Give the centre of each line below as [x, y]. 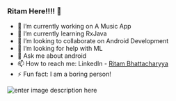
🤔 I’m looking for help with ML [60, 49]
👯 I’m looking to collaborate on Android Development [93, 41]
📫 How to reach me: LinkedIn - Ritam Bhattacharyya [93, 64]
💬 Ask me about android [52, 56]
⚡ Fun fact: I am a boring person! [64, 74]
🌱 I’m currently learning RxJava [62, 33]
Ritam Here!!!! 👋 [34, 11]
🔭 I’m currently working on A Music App [74, 26]
